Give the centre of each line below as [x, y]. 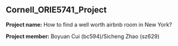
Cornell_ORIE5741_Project [56, 10]
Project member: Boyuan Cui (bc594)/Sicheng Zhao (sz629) [83, 36]
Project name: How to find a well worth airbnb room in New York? [89, 24]
